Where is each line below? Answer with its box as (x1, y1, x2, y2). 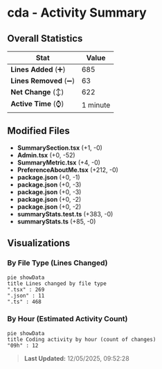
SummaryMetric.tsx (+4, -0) (17, 158, 100, 166)
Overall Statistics (7, 33, 83, 44)
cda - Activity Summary (7, 5, 147, 21)
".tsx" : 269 (7, 286, 45, 293)
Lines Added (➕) (10, 65, 66, 74)
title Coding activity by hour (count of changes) (7, 336, 156, 343)
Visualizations (7, 237, 71, 249)
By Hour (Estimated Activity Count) (7, 314, 128, 324)
